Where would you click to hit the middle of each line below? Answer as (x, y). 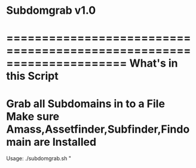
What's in (154, 63)
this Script (32, 76)
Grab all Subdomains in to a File (86, 103)
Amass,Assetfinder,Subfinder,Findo (98, 129)
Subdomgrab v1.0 (51, 10)
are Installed (65, 142)
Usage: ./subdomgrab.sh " (39, 158)
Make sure (33, 116)
